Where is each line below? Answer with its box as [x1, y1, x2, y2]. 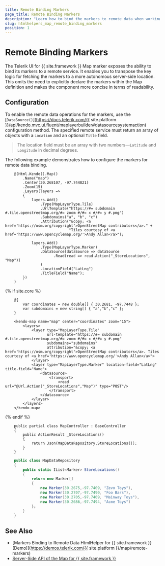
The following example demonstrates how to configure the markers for [5, 156, 148, 163]
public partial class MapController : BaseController [14, 424, 126, 428]
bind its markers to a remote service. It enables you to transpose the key [5, 69, 152, 74]
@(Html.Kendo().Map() [14, 171, 58, 177]
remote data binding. [5, 162, 48, 168]
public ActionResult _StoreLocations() [23, 432, 105, 437]
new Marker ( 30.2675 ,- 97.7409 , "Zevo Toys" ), [40, 486, 133, 491]
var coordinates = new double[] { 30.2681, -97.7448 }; [23, 302, 139, 307]
